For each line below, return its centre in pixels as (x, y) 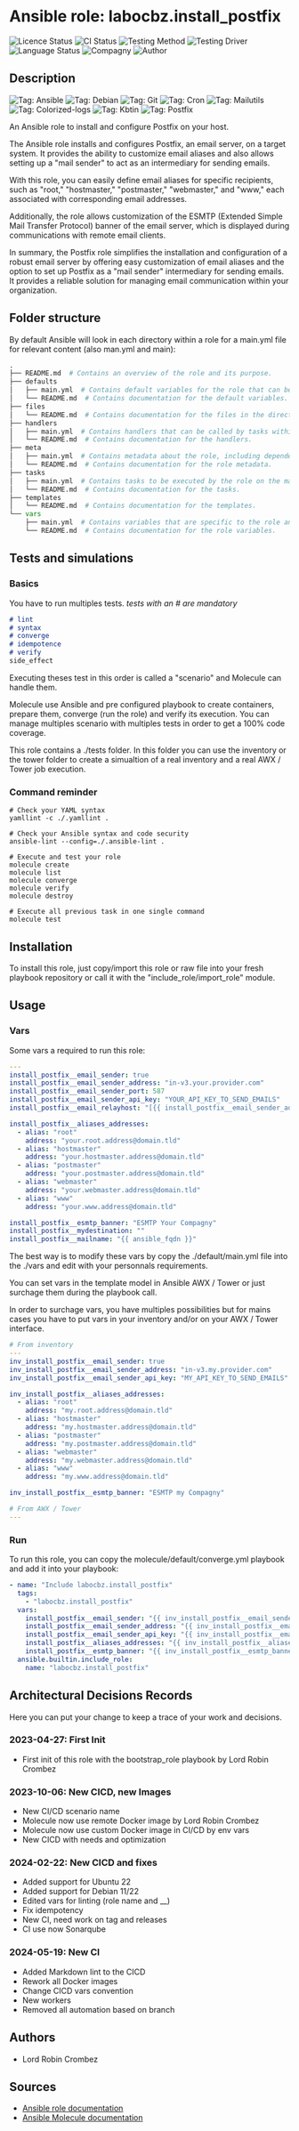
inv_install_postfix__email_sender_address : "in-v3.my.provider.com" (141, 1369)
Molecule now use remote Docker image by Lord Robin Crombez (141, 1820)
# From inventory (41, 1345)
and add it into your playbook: (64, 1569)
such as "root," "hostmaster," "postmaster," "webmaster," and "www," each (147, 190)
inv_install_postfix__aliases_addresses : (87, 1394)
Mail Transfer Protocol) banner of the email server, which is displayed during (149, 225)
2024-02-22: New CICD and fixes (83, 1863)
